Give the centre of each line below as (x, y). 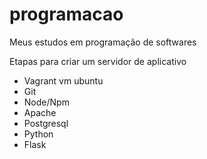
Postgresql (46, 123)
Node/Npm (46, 102)
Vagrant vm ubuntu (63, 80)
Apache (40, 112)
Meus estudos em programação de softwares (103, 42)
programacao (66, 14)
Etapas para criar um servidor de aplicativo (98, 61)
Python (38, 134)
